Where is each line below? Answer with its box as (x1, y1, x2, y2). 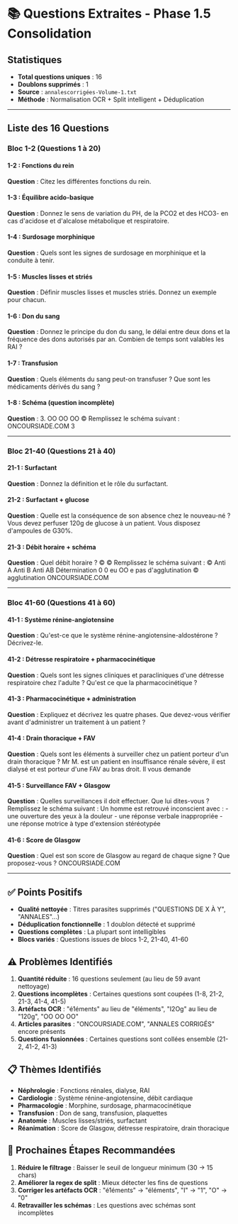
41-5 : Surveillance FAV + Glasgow (7, 781, 111, 789)
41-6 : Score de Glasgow (7, 835, 81, 844)
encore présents (17, 1028, 66, 1036)
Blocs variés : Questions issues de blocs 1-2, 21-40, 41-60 (17, 935, 189, 944)
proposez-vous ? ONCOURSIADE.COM (7, 859, 120, 867)
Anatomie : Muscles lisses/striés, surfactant (17, 1116, 147, 1125)
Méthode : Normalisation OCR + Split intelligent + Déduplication (17, 95, 205, 104)
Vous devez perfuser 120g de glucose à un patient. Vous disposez (7, 519, 200, 528)
